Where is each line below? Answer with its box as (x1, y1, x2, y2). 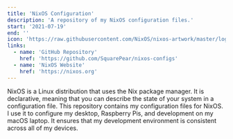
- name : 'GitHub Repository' (13, 49, 98, 56)
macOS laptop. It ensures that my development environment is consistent (7, 116, 217, 124)
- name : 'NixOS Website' (13, 62, 85, 68)
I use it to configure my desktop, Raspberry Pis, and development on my (7, 109, 214, 118)
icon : (7, 36, 23, 43)
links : (7, 42, 26, 49)
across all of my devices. (7, 124, 78, 132)
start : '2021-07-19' (7, 23, 67, 30)
